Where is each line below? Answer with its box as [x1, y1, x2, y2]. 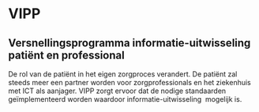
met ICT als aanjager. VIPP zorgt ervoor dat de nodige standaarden [8, 86, 227, 95]
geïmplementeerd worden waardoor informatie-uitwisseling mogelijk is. [8, 95, 242, 103]
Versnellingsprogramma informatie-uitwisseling [8, 36, 251, 50]
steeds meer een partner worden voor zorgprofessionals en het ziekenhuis [8, 78, 251, 87]
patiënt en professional [8, 48, 125, 62]
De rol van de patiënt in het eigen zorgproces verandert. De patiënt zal [8, 69, 238, 79]
